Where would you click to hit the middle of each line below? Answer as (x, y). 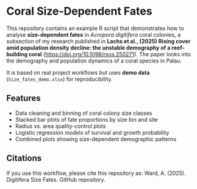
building (17, 54)
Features (23, 98)
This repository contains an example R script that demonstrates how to (95, 28)
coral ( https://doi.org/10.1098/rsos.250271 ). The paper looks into (109, 54)
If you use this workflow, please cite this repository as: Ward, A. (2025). (96, 173)
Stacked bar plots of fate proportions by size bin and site (87, 119)
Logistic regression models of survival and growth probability (92, 132)
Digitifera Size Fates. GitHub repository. (56, 179)
